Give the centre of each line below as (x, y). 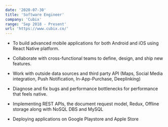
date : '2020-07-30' (26, 10)
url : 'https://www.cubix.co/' (37, 29)
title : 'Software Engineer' (35, 15)
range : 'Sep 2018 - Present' (36, 24)
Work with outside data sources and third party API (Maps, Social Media (88, 73)
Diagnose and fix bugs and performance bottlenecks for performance (85, 89)
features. (22, 64)
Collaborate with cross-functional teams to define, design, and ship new (88, 58)
